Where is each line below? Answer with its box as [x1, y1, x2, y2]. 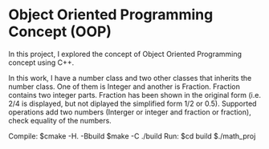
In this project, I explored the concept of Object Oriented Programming [8, 49, 243, 58]
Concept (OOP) [8, 22, 112, 41]
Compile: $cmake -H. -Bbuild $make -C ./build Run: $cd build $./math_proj [8, 131, 256, 141]
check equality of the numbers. [8, 115, 112, 125]
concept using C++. [8, 58, 75, 67]
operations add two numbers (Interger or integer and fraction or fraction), [8, 107, 251, 117]
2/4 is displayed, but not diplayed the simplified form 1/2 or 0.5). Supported [8, 99, 257, 108]
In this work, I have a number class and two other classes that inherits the [8, 73, 252, 83]
